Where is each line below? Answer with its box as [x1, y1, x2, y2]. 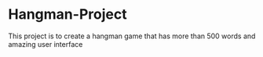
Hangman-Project [8, 5, 127, 23]
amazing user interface [8, 39, 83, 48]
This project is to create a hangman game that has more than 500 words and [8, 31, 256, 41]
